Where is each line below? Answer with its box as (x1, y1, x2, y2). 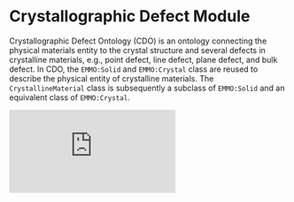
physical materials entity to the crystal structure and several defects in (9, 44, 266, 55)
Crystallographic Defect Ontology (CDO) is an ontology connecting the (9, 35, 267, 46)
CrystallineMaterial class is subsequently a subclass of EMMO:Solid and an (9, 82, 285, 93)
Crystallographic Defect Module (9, 6, 251, 27)
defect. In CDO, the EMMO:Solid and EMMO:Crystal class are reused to (9, 64, 259, 74)
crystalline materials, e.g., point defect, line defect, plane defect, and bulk (9, 54, 278, 65)
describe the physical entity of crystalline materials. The (9, 73, 214, 83)
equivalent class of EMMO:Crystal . (9, 91, 130, 103)
